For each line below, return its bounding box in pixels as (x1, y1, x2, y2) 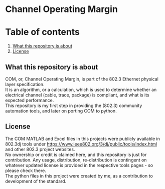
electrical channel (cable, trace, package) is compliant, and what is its (5, 91, 149, 98)
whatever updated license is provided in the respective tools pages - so (5, 162, 153, 168)
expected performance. (5, 97, 54, 103)
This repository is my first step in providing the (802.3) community (5, 102, 142, 108)
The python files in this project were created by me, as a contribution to (5, 172, 153, 178)
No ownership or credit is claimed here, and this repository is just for (5, 151, 147, 157)
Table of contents (5, 26, 80, 38)
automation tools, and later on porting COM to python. (5, 107, 117, 113)
